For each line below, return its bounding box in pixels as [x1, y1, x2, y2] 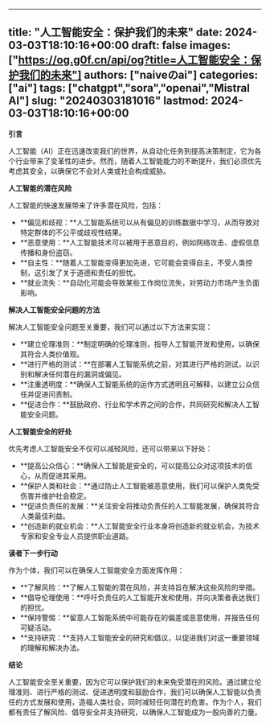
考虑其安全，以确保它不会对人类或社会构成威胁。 [8, 166, 170, 175]
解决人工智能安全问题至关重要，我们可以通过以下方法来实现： [8, 322, 213, 331]
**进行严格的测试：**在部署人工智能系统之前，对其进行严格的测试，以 [19, 359, 253, 368]
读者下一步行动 [8, 548, 58, 557]
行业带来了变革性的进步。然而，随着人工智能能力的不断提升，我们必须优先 [14, 156, 262, 166]
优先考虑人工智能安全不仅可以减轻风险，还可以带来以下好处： [8, 443, 213, 453]
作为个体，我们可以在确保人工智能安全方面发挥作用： [8, 565, 185, 575]
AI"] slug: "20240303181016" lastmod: [8, 94, 209, 108]
